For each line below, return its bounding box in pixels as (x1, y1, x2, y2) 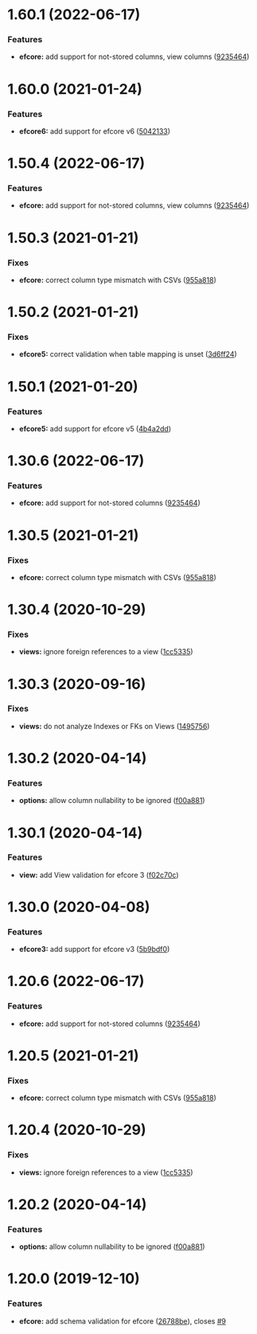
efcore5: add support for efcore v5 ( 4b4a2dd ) (18, 423, 172, 433)
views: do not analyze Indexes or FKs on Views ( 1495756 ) (18, 721, 210, 731)
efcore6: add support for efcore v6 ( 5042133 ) (18, 126, 171, 136)
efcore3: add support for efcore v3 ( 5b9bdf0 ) (18, 945, 170, 954)
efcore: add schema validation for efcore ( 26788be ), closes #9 (18, 1316, 226, 1326)
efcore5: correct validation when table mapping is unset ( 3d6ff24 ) (18, 349, 238, 359)
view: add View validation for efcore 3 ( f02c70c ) (18, 870, 179, 880)
